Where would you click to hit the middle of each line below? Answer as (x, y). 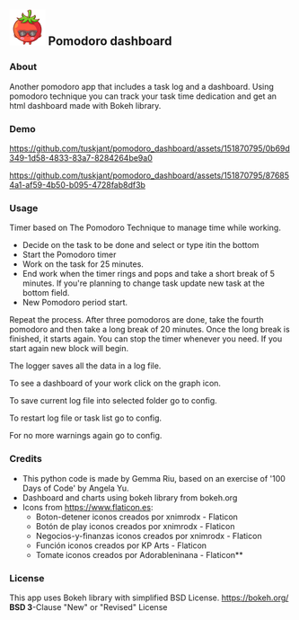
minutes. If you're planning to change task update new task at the (143, 283)
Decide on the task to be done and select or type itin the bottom (141, 245)
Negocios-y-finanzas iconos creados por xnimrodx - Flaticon (149, 536)
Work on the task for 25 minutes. (83, 264)
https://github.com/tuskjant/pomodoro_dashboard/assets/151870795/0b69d (149, 148)
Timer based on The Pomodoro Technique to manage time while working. (145, 228)
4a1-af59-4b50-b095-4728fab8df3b (78, 184)
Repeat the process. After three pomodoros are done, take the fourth (136, 320)
